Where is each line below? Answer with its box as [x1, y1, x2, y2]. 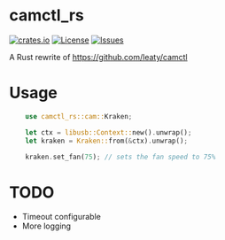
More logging [21, 221, 72, 231]
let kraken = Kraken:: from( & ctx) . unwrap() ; [25, 136, 189, 145]
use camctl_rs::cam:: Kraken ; [25, 112, 133, 120]
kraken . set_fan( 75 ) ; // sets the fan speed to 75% [25, 152, 216, 161]
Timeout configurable [21, 212, 102, 222]
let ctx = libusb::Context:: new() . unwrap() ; [25, 128, 192, 137]
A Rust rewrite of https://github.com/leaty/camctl [9, 51, 188, 62]
